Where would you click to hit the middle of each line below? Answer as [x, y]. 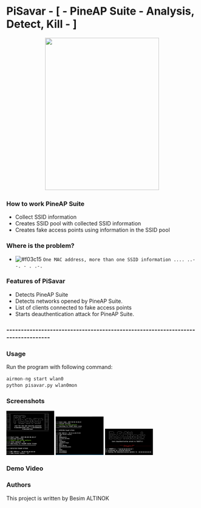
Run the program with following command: [60, 367]
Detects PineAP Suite [42, 294]
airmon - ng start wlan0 [35, 379]
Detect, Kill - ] [42, 24]
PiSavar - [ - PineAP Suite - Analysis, [101, 11]
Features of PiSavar [36, 281]
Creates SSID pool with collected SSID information [78, 224]
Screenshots [26, 401]
